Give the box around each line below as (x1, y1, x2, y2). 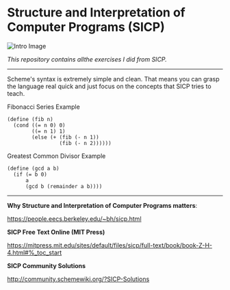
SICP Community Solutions (7, 261, 86, 269)
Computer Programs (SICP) (7, 19, 166, 35)
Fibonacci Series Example (7, 103, 80, 111)
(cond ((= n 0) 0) (13, 122, 66, 129)
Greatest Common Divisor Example (7, 152, 106, 160)
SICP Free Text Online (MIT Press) (7, 228, 105, 236)
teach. (7, 89, 25, 97)
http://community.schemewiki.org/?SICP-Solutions (7, 275, 150, 283)
